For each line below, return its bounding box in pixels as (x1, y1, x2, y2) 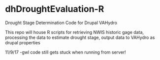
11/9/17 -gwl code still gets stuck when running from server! (5, 49, 127, 55)
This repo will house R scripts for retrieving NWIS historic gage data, (5, 29, 144, 35)
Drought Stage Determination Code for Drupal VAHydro (5, 20, 117, 26)
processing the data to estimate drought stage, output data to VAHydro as (5, 34, 155, 40)
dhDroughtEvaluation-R (5, 3, 104, 15)
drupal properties (5, 39, 40, 45)
